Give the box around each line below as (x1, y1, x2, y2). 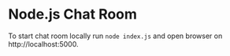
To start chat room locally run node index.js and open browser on (8, 31, 223, 40)
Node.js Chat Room (8, 5, 138, 23)
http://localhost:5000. (8, 39, 79, 48)
